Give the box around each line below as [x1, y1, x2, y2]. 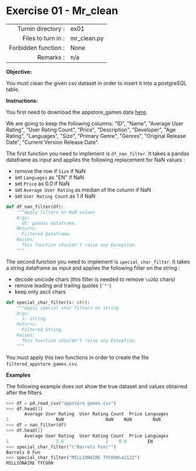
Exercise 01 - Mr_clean [6, 4, 118, 18]
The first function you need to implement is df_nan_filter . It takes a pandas [6, 150, 190, 157]
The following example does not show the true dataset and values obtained [6, 382, 188, 389]
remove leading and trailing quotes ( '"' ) [14, 282, 112, 289]
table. [6, 86, 20, 93]
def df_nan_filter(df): [6, 204, 64, 209]
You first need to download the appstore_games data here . [6, 109, 147, 116]
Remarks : [37, 53, 65, 61]
